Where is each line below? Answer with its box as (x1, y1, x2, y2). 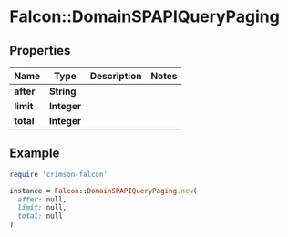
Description (89, 70, 142, 82)
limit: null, (17, 203, 67, 212)
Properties (9, 43, 71, 58)
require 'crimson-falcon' (9, 170, 108, 179)
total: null (17, 211, 64, 221)
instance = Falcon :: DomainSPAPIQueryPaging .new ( (9, 186, 198, 195)
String (48, 85, 77, 98)
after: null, (17, 194, 67, 204)
